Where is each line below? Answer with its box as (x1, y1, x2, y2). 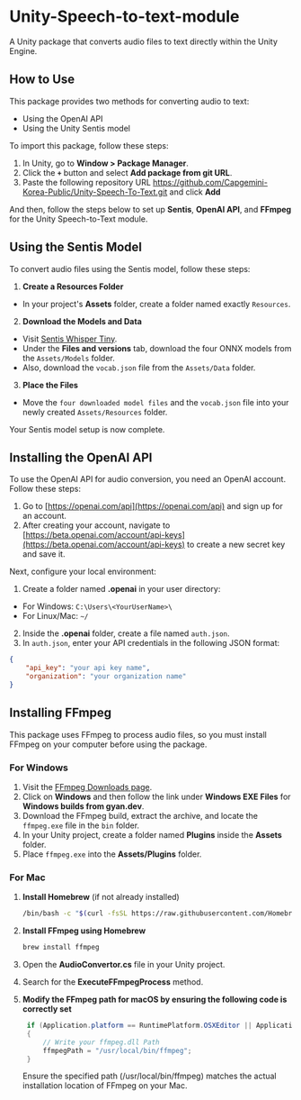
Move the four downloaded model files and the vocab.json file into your (22, 396, 289, 407)
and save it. (22, 549, 66, 559)
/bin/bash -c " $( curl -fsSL (22, 909, 128, 918)
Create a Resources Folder (22, 281, 124, 292)
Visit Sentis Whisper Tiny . (22, 333, 118, 344)
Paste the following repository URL (22, 177, 151, 187)
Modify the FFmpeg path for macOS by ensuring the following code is (22, 994, 288, 1005)
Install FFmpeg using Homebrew (22, 925, 146, 936)
